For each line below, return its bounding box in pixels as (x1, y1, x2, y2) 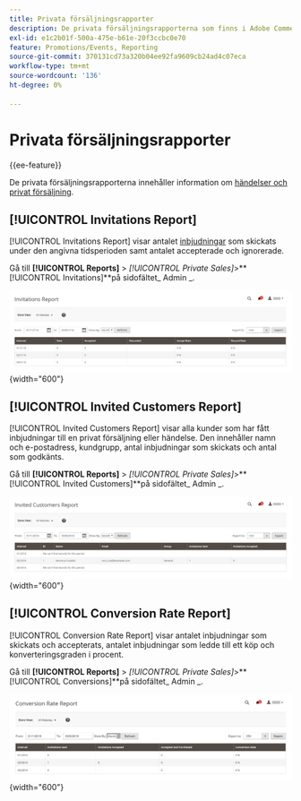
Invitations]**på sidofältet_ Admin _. (62, 272, 195, 283)
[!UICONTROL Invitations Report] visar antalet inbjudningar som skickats (9, 236, 277, 246)
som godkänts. (9, 452, 64, 462)
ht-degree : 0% (9, 81, 63, 90)
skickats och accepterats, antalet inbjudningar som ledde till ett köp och (9, 639, 275, 650)
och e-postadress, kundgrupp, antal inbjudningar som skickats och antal (9, 442, 278, 452)
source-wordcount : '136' (9, 72, 102, 81)
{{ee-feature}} (9, 159, 63, 170)
